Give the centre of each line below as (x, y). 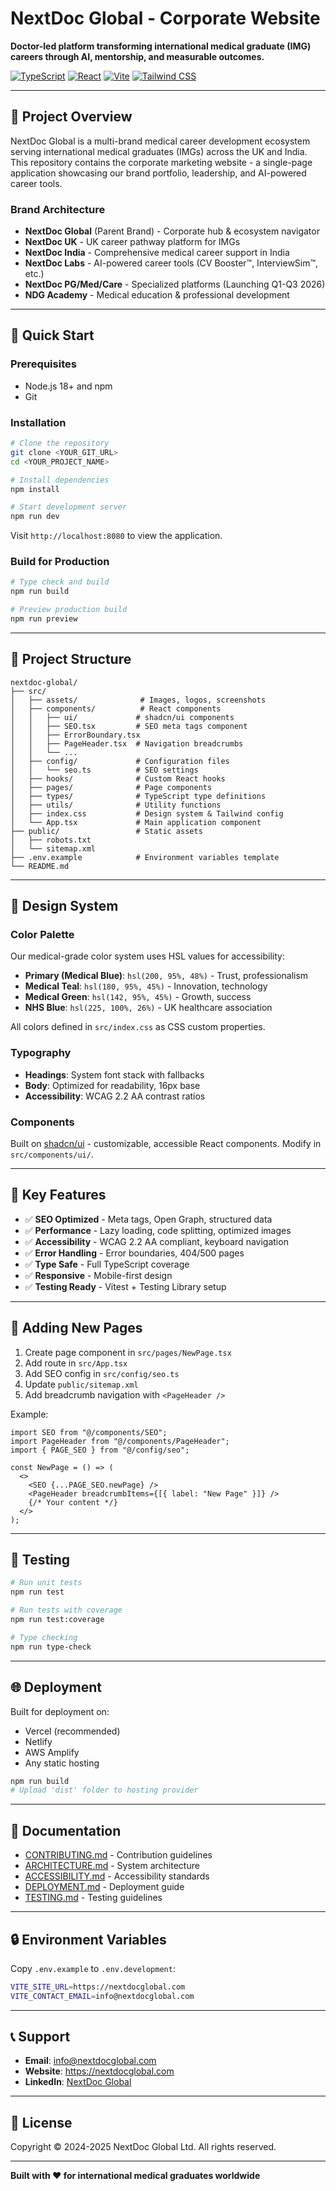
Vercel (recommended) (72, 1731)
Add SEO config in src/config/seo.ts (102, 1373)
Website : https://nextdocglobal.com (99, 2071)
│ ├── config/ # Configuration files (120, 761)
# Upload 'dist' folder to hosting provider (104, 1790)
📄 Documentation (66, 1830)
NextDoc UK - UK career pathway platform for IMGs (132, 242)
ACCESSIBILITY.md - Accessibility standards (117, 1876)
